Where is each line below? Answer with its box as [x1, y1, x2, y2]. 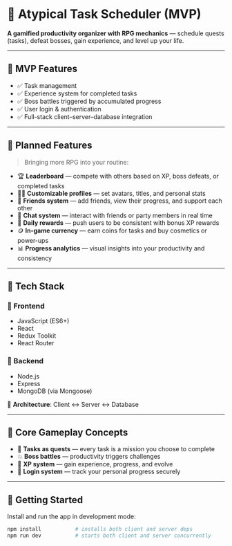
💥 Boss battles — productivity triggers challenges [17, 453, 161, 461]
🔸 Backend [7, 356, 43, 366]
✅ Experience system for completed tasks [17, 89, 137, 98]
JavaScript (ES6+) [17, 317, 70, 325]
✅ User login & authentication [17, 104, 101, 113]
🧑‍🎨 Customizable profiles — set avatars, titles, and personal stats [17, 189, 206, 197]
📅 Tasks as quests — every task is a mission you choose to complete [17, 445, 215, 453]
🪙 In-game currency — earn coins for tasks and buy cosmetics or [17, 226, 207, 235]
